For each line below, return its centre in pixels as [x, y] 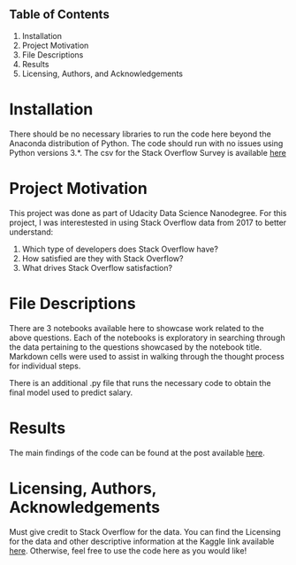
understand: [31, 232]
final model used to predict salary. [71, 392]
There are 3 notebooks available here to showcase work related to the [137, 328]
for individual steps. [45, 366]
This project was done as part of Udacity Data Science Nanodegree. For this [148, 213]
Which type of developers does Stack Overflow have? [120, 249]
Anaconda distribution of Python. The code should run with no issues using [146, 143]
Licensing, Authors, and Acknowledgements [102, 74]
